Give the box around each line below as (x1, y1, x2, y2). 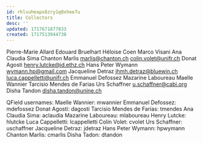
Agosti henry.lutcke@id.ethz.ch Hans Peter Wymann (6, 61, 138, 69)
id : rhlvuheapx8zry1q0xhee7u (6, 9, 80, 15)
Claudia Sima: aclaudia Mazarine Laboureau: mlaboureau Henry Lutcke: (6, 112, 187, 119)
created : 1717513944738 (6, 32, 67, 38)
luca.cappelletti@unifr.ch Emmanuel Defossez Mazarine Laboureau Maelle (6, 74, 193, 82)
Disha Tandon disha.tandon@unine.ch (6, 87, 102, 94)
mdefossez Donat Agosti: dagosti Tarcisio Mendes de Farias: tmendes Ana (6, 105, 194, 113)
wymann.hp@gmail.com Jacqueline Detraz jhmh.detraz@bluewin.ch (6, 68, 178, 75)
